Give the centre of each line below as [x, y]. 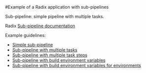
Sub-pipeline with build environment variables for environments [76, 65]
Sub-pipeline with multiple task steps [50, 55]
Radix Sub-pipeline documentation [40, 26]
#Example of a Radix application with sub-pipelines [57, 7]
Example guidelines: [25, 35]
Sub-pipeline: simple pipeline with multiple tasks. [55, 16]
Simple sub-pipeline [32, 45]
